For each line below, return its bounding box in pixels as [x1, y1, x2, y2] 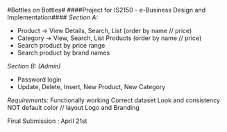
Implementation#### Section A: [7, 13, 99, 21]
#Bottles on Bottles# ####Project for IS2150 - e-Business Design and [7, 6, 206, 14]
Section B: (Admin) [7, 62, 61, 70]
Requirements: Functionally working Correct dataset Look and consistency [7, 96, 221, 104]
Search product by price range [17, 41, 106, 49]
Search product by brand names [17, 48, 110, 57]
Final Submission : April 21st [7, 117, 87, 125]
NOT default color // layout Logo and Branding [7, 104, 140, 111]
